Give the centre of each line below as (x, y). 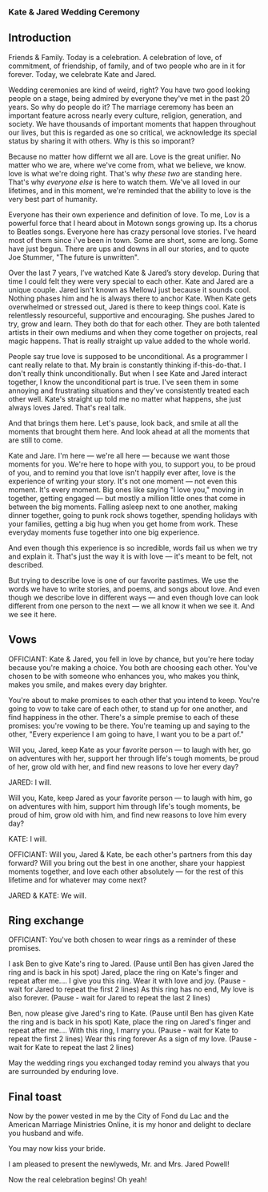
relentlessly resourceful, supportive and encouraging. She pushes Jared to (132, 315)
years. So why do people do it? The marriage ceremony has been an (121, 107)
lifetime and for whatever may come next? (78, 879)
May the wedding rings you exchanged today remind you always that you (129, 1063)
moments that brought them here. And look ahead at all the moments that (129, 431)
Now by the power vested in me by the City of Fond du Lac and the (119, 1116)
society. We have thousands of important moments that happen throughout (132, 123)
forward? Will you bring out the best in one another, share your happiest (127, 863)
